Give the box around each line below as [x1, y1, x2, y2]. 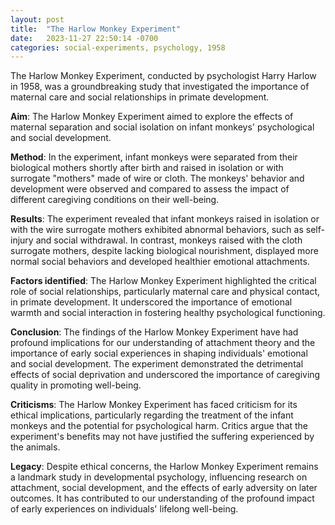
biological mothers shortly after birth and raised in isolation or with [10, 162, 284, 174]
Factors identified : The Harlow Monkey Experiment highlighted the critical [10, 275, 317, 287]
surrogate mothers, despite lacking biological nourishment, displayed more [10, 245, 319, 257]
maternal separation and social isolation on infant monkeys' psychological [10, 121, 315, 133]
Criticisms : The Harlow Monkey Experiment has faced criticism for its [10, 399, 298, 411]
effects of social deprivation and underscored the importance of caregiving [10, 369, 321, 381]
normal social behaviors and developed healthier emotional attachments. [10, 256, 310, 268]
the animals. [10, 441, 61, 453]
